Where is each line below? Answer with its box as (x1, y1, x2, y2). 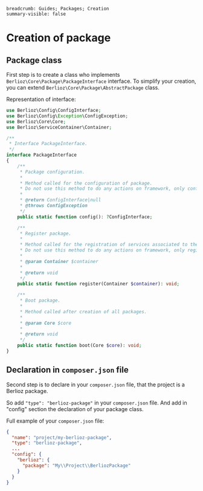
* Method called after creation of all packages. (19, 308, 147, 314)
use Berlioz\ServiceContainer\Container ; (6, 124, 112, 130)
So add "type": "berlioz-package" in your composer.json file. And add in (6, 399, 187, 406)
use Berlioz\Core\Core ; (6, 119, 66, 125)
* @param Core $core (19, 320, 71, 326)
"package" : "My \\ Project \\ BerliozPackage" (22, 463, 131, 469)
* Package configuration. (19, 169, 85, 175)
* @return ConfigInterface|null (19, 197, 101, 203)
